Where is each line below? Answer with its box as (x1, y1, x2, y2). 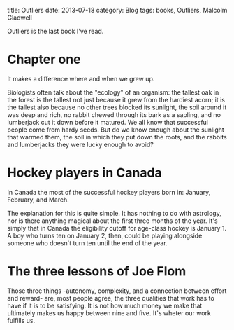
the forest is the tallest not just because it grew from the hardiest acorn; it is (7, 95, 226, 104)
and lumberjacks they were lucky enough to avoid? (7, 140, 154, 149)
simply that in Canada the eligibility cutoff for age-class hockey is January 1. (7, 224, 227, 232)
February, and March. (7, 195, 70, 204)
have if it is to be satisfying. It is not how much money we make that (7, 301, 203, 310)
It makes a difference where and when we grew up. (7, 74, 155, 83)
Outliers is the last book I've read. (7, 27, 104, 35)
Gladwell (7, 13, 33, 22)
